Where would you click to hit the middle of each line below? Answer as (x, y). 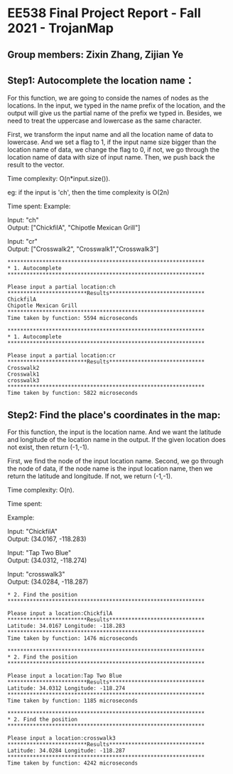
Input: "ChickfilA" (33, 532)
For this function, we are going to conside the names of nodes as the (108, 98)
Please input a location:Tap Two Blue (65, 676)
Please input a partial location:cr (61, 356)
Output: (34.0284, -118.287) (48, 582)
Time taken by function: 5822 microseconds (73, 393)
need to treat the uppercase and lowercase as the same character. (105, 121)
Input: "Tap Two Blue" (39, 553)
